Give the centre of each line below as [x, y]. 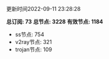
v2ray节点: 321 [33, 42]
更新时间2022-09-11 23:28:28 [43, 9]
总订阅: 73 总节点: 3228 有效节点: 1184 [55, 22]
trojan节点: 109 [34, 49]
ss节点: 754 [29, 34]
